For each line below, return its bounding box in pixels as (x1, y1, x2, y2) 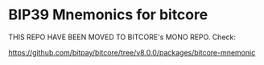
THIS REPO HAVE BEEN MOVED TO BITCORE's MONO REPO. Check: (8, 32, 236, 42)
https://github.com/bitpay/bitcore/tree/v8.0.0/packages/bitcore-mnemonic (8, 47, 256, 57)
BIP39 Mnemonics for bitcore (8, 6, 208, 24)
